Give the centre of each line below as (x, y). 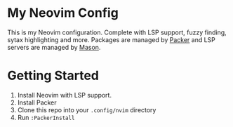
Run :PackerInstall (46, 117)
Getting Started (53, 76)
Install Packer (37, 102)
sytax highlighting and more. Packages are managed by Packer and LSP (112, 39)
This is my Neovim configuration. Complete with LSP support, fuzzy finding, (117, 32)
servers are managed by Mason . (54, 47)
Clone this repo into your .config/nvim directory (87, 109)
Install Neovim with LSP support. (65, 95)
